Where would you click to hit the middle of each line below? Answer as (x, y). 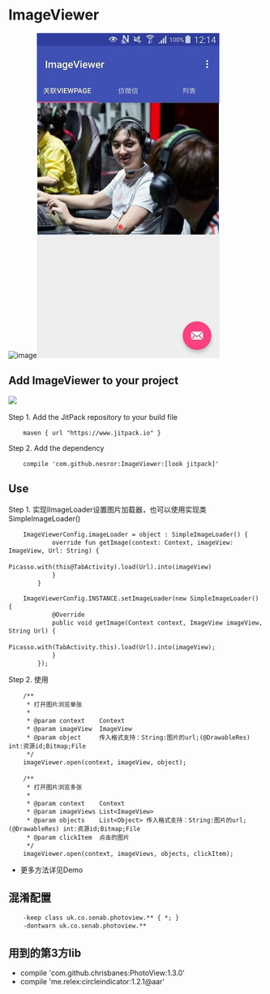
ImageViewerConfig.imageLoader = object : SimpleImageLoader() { (136, 534)
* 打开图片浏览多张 (54, 787)
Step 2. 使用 (28, 679)
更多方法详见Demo (51, 870)
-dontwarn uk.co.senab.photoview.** (85, 926)
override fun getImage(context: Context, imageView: (142, 542)
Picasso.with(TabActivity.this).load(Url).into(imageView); (112, 647)
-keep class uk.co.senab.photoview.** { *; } (101, 918)
